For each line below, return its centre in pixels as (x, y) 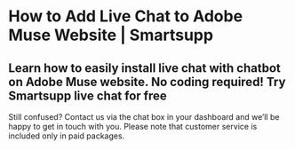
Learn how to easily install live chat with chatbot (144, 68)
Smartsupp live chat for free (88, 95)
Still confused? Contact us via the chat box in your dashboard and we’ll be (144, 117)
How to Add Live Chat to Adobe (126, 16)
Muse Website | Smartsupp (111, 35)
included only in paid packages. (67, 136)
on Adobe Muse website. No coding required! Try (147, 82)
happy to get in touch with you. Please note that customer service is (133, 126)
